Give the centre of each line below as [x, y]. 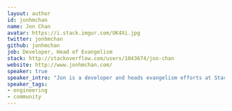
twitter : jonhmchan [35, 39]
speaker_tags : [28, 84]
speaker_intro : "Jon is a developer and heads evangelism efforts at [109, 78]
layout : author [29, 13]
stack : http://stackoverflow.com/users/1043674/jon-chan [91, 59]
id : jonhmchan [28, 20]
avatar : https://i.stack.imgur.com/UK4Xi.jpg [74, 33]
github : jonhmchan [33, 46]
